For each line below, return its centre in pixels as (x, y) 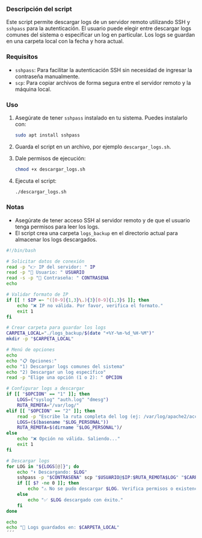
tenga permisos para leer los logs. (57, 227)
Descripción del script (39, 9)
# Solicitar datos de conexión (45, 261)
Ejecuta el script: (36, 181)
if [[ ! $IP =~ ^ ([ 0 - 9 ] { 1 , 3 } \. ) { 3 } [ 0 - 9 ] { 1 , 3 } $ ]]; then (78, 300)
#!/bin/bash (21, 250)
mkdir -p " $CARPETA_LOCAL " (40, 339)
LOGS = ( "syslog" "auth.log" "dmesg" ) (63, 400)
